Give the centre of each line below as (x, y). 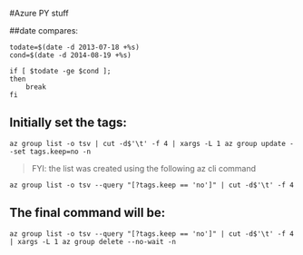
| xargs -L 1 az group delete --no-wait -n (93, 241)
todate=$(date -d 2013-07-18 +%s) (75, 47)
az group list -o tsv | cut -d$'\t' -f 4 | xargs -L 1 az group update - (152, 143)
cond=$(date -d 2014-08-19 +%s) (70, 55)
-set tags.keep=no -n (50, 152)
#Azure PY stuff (39, 13)
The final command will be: (88, 213)
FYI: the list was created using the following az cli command (144, 168)
